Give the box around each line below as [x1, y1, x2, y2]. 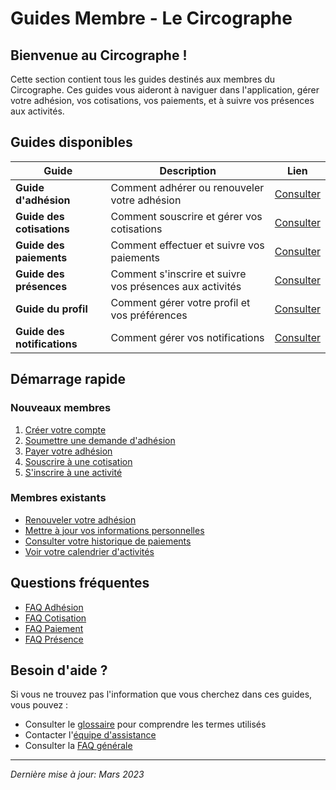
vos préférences [110, 308, 188, 322]
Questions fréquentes [10, 575, 150, 592]
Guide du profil [15, 302, 88, 316]
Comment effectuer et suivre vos [110, 238, 265, 252]
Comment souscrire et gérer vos [110, 209, 263, 223]
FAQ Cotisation [24, 612, 87, 624]
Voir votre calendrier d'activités [24, 545, 155, 557]
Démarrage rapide [10, 371, 127, 388]
